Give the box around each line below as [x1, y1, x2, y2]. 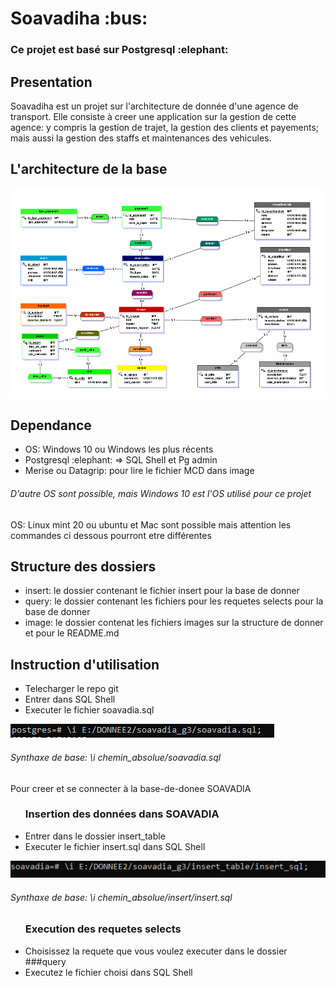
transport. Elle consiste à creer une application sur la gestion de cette [10, 110, 297, 122]
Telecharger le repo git [24, 683, 119, 695]
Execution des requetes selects [24, 922, 182, 936]
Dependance [10, 417, 92, 434]
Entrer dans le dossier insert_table [24, 830, 166, 842]
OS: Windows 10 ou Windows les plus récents [24, 443, 214, 456]
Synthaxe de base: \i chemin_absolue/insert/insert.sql [10, 891, 233, 903]
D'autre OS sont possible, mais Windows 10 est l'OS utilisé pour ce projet [10, 488, 312, 500]
